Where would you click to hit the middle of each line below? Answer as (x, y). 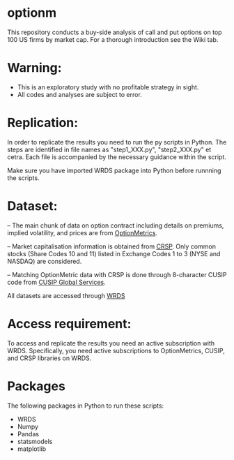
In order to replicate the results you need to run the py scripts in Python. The (117, 142)
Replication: (43, 123)
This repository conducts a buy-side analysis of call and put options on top (115, 32)
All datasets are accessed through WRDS (66, 295)
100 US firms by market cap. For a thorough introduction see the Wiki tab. (113, 39)
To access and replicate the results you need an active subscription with (111, 343)
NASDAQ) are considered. (45, 261)
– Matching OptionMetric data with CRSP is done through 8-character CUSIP (117, 274)
